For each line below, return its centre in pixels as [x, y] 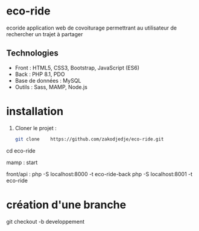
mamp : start [22, 162]
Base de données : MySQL [48, 80]
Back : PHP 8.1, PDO [40, 74]
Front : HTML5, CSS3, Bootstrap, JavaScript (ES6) [77, 68]
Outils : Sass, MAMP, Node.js [51, 87]
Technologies [33, 53]
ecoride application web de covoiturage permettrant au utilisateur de [92, 28]
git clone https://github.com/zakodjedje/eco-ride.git [89, 139]
